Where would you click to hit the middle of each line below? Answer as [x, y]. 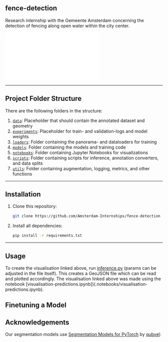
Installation [23, 195]
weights [20, 136]
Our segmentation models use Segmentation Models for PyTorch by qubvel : [83, 334]
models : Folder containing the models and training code [69, 147]
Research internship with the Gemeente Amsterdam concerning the [74, 20]
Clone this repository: [34, 206]
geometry [22, 126]
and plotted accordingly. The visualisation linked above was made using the [83, 279]
